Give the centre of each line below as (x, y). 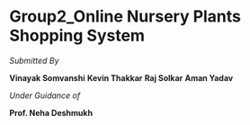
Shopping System (77, 36)
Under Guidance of (45, 95)
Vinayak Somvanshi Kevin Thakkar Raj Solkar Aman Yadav (121, 77)
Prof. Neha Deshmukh (51, 112)
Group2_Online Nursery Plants (125, 17)
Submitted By (35, 60)
